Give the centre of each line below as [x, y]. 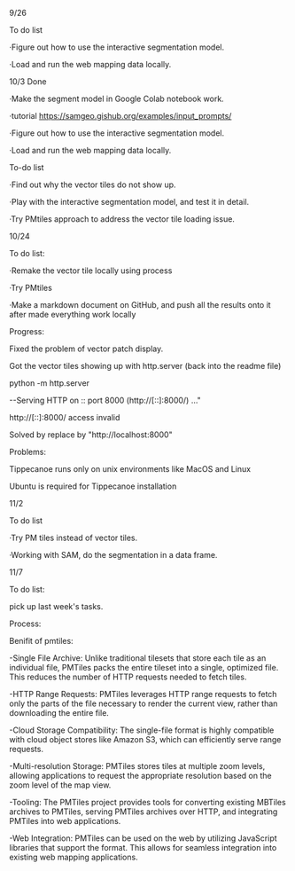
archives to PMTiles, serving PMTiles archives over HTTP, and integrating [144, 812]
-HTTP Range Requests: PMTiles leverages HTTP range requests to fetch [143, 694]
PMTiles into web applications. [65, 821]
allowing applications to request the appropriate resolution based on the [140, 776]
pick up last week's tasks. [56, 606]
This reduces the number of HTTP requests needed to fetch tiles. [128, 677]
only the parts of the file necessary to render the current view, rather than [144, 703]
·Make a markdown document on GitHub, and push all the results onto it [140, 305]
